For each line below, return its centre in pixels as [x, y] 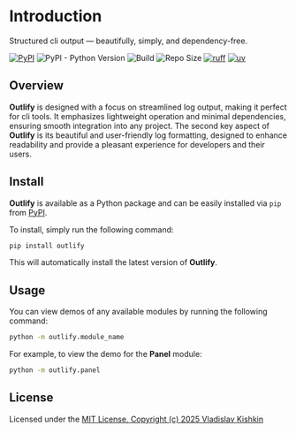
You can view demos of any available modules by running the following [138, 312]
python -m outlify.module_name [67, 338]
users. [21, 154]
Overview [37, 86]
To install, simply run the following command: [91, 229]
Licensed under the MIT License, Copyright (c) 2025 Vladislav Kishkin [136, 419]
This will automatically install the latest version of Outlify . [114, 262]
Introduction [56, 16]
